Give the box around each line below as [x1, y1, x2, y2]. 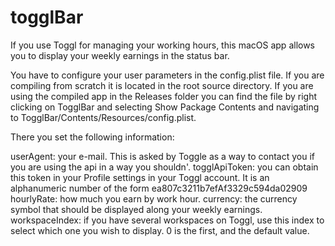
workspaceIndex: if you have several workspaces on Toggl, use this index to [10, 214, 325, 226]
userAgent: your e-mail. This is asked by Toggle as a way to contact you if [10, 150, 316, 162]
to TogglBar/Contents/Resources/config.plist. [10, 111, 197, 123]
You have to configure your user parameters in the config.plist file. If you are [10, 69, 325, 81]
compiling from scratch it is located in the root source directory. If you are [10, 79, 314, 91]
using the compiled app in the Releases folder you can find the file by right [10, 90, 318, 102]
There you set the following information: [10, 131, 175, 143]
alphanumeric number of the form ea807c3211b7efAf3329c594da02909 [10, 182, 308, 194]
